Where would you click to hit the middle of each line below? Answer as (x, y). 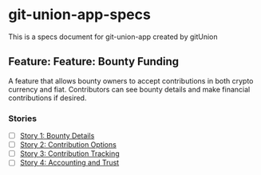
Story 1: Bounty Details (57, 136)
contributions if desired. (47, 98)
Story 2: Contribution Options (68, 145)
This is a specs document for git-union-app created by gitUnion (113, 37)
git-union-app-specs (80, 15)
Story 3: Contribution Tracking (69, 154)
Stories (23, 119)
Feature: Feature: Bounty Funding (94, 62)
